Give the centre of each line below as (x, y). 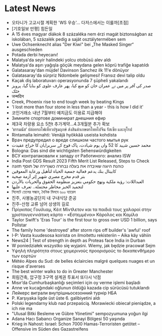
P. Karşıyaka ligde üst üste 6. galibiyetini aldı (56, 298)
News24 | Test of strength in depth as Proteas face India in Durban (78, 240)
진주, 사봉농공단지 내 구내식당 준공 (44, 198)
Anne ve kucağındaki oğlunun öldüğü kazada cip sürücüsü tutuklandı (81, 287)
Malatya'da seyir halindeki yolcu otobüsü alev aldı (61, 60)
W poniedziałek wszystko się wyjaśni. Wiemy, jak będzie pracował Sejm (83, 245)
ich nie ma (22, 308)
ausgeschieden (27, 50)
